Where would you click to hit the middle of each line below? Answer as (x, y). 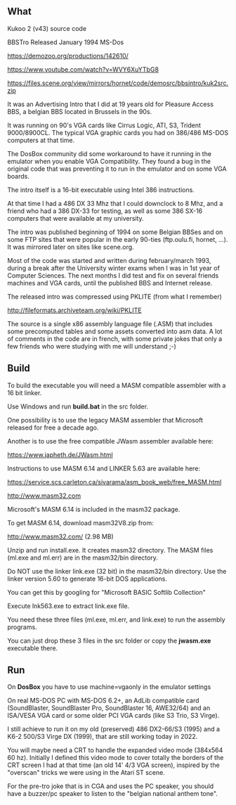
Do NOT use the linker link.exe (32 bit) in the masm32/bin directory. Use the (117, 571)
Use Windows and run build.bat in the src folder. (78, 406)
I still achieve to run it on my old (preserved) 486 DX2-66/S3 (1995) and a (113, 729)
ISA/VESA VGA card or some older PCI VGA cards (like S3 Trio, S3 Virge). (113, 716)
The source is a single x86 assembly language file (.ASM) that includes (110, 323)
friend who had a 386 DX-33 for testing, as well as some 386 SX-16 (105, 211)
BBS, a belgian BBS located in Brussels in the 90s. (80, 111)
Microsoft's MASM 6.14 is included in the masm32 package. (94, 509)
